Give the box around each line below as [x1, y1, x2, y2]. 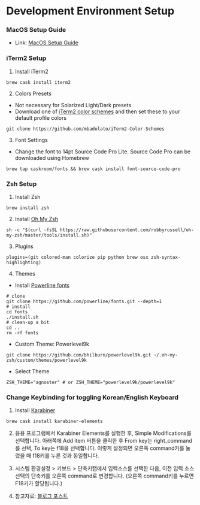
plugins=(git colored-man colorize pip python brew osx [6, 255, 149, 261]
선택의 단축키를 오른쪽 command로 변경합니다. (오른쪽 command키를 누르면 [14, 472, 194, 480]
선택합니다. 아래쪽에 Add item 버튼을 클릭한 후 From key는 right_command [14, 437, 193, 444]
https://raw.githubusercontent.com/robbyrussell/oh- [59, 227, 195, 233]
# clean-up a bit [6, 319, 50, 326]
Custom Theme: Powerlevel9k [14, 340, 90, 348]
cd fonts [6, 309, 28, 315]
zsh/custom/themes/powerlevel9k [6, 358, 87, 364]
